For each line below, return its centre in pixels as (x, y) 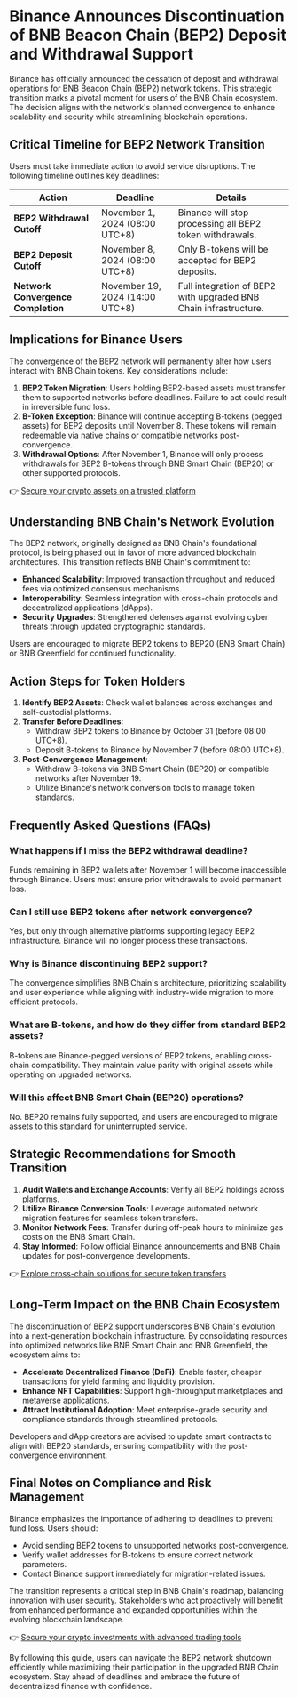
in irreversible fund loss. (66, 406)
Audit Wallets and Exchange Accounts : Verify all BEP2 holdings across (153, 1189)
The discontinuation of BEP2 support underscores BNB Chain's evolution (142, 1326)
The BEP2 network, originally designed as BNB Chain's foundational (133, 543)
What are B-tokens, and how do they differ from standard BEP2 (148, 1025)
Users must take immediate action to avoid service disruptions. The (132, 165)
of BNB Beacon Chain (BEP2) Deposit (148, 35)
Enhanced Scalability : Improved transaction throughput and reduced (148, 579)
